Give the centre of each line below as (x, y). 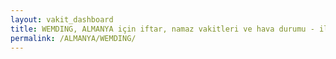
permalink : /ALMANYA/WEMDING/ (73, 38)
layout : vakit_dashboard (62, 19)
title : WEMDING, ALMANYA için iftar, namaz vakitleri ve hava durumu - (162, 29)
